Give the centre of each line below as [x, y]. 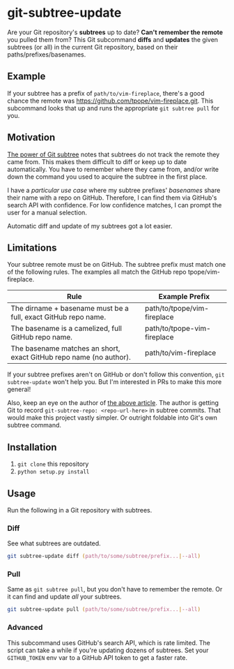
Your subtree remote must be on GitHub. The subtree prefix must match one [117, 265]
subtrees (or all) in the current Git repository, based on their [93, 47]
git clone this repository [53, 464]
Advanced [25, 628]
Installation [32, 447]
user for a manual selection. [47, 212]
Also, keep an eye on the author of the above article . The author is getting [113, 403]
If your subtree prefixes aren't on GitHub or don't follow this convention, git [116, 374]
